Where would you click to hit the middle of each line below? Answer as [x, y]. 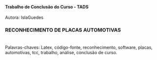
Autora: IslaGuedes [24, 17]
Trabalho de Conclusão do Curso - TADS [47, 7]
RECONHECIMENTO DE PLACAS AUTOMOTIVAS [63, 30]
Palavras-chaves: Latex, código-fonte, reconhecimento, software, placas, [79, 47]
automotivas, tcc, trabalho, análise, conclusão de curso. [61, 53]
